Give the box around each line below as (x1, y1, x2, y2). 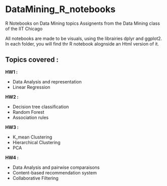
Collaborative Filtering (12, 175, 59, 181)
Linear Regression (12, 84, 50, 90)
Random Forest (12, 109, 44, 115)
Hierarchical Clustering (12, 139, 61, 145)
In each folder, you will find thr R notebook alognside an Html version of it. (5, 40, 159, 46)
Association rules (12, 114, 49, 120)
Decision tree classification (12, 104, 69, 110)
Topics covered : (5, 56, 59, 64)
